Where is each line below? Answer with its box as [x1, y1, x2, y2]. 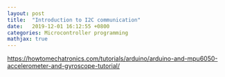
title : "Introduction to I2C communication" [7, 16, 141, 23]
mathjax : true [7, 36, 48, 43]
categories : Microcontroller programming [7, 29, 129, 36]
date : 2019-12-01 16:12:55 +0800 [7, 23, 110, 30]
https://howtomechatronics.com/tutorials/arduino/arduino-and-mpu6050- [7, 54, 218, 63]
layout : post [7, 10, 45, 17]
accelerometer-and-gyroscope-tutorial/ [7, 62, 120, 70]
